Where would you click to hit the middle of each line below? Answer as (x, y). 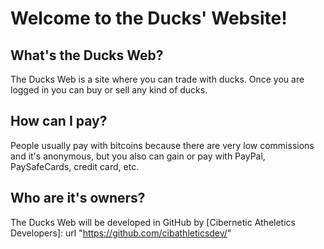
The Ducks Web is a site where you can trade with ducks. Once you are (157, 79)
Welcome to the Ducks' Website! (149, 18)
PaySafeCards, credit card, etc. (75, 166)
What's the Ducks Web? (87, 55)
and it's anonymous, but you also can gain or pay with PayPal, (138, 156)
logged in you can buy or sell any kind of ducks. (109, 90)
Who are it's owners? (78, 198)
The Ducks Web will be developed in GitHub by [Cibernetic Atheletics (153, 222)
